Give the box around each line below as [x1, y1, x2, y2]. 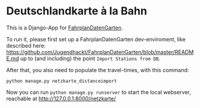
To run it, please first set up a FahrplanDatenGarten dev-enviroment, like [6, 35, 186, 43]
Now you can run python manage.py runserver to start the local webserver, [6, 88, 192, 95]
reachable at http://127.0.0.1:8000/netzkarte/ [6, 95, 116, 102]
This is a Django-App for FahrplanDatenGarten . [6, 24, 123, 31]
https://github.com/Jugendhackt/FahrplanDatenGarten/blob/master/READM [6, 48, 194, 55]
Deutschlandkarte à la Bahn [6, 4, 148, 18]
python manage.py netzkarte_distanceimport [6, 78, 117, 84]
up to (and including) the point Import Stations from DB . [20, 55, 161, 62]
